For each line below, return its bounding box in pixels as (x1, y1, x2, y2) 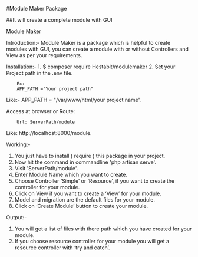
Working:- (6, 141, 31, 148)
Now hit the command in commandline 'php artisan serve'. (14, 159, 156, 166)
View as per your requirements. (6, 52, 82, 58)
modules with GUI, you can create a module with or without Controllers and (6, 45, 189, 52)
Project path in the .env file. (6, 70, 73, 76)
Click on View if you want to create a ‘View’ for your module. (14, 190, 162, 197)
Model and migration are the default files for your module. (14, 196, 155, 203)
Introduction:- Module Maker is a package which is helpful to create (6, 39, 171, 46)
